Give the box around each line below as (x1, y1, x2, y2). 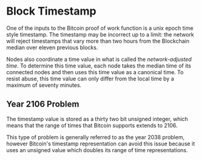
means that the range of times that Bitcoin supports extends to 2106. (6, 122, 178, 129)
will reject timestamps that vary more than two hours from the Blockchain (6, 37, 189, 44)
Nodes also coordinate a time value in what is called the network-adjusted (6, 55, 192, 63)
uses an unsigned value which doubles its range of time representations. (6, 146, 188, 153)
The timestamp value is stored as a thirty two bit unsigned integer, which (6, 115, 188, 122)
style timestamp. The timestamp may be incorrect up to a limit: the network (6, 30, 194, 38)
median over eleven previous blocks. (6, 44, 98, 51)
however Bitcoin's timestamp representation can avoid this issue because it (6, 140, 196, 147)
